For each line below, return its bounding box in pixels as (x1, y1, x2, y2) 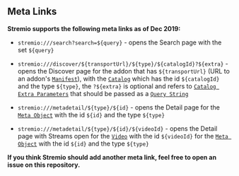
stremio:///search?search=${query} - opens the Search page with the (17, 38, 222, 47)
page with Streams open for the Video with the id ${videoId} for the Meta (17, 131, 228, 140)
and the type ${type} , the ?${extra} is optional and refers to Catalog (17, 81, 217, 90)
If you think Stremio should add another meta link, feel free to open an (7, 153, 217, 161)
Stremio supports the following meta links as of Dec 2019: (7, 24, 181, 33)
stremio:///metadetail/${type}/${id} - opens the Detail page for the (17, 102, 221, 112)
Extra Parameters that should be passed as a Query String (17, 89, 189, 98)
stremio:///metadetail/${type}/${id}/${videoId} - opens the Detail (17, 124, 218, 133)
